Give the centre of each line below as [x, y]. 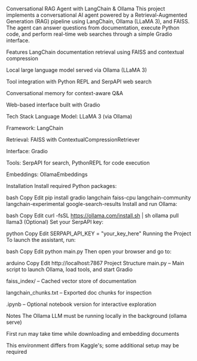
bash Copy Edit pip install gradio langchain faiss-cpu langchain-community [98, 198]
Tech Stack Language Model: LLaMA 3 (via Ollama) [69, 116]
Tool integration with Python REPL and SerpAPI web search [79, 81]
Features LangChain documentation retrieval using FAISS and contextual [95, 52]
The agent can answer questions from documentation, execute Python [93, 28]
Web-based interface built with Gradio [53, 105]
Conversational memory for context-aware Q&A [65, 93]
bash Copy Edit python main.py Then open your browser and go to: [89, 251]
